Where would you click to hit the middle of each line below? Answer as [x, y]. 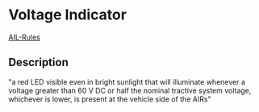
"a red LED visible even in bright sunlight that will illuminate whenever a [127, 81]
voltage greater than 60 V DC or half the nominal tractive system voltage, [130, 90]
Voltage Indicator [68, 15]
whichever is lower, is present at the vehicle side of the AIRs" [110, 99]
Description [38, 62]
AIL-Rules [24, 37]
